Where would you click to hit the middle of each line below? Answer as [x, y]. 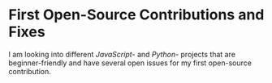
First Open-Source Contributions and [136, 15]
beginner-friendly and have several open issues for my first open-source [130, 63]
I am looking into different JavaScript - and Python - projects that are [122, 54]
